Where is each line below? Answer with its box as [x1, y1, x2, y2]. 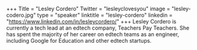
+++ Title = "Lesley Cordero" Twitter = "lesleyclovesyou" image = [6, 5, 171, 12]
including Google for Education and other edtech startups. [6, 37, 152, 44]
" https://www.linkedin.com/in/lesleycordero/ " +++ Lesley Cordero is [6, 18, 177, 25]
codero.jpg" [6, 11, 36, 19]
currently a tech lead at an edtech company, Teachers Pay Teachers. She [6, 24, 190, 31]
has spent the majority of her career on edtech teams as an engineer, [6, 31, 179, 38]
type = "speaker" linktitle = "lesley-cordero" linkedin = [37, 11, 173, 19]
